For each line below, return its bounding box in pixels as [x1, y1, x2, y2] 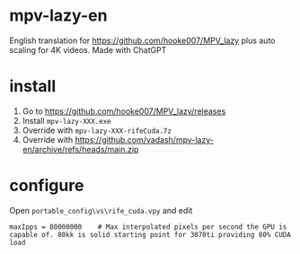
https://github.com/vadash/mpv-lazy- [75, 134, 214, 145]
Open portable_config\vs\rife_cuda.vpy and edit [9, 205, 193, 215]
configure [9, 176, 84, 196]
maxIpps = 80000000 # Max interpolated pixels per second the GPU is [9, 222, 287, 232]
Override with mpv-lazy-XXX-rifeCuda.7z [22, 125, 172, 136]
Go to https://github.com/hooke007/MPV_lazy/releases [22, 105, 226, 117]
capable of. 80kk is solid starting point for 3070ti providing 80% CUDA [9, 230, 292, 239]
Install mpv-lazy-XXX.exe [22, 115, 111, 126]
